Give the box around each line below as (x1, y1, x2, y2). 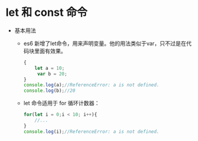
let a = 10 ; (35, 65, 65, 71)
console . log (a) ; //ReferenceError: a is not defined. (23, 82, 160, 88)
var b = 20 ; (37, 70, 68, 77)
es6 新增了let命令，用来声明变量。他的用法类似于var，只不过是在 (23, 40, 186, 47)
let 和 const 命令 (5, 5, 88, 19)
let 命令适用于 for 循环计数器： (23, 100, 100, 107)
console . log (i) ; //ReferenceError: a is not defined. (23, 128, 160, 134)
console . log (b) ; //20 (23, 88, 76, 94)
